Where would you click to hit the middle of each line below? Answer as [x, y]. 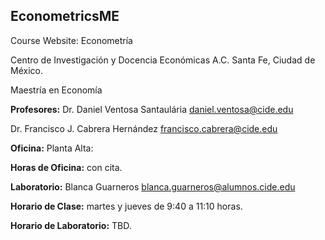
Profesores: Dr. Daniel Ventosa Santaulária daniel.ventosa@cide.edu [152, 109]
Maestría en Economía [56, 90]
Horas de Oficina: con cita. [66, 167]
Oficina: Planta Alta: [52, 148]
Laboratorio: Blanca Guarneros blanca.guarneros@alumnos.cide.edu [153, 186]
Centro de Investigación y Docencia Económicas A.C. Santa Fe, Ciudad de [163, 60]
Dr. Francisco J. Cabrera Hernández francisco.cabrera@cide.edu [144, 128]
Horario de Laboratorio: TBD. [71, 225]
